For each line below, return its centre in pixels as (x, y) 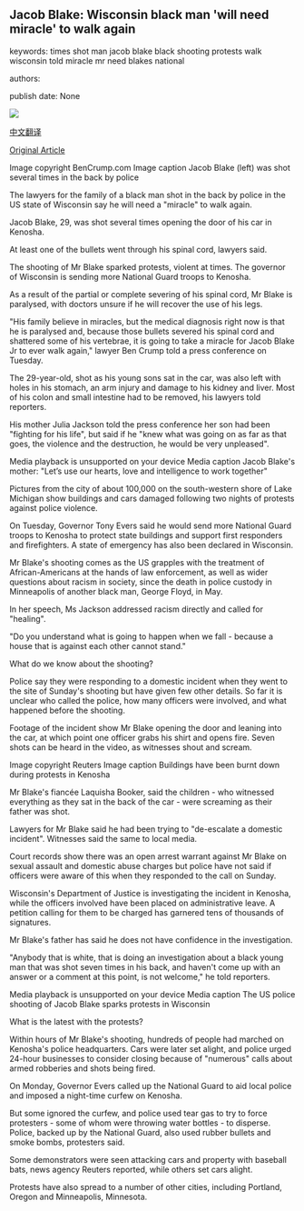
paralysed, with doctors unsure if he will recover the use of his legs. (136, 304)
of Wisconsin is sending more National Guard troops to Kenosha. (130, 276)
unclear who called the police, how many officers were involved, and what (148, 700)
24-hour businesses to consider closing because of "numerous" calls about (151, 1058)
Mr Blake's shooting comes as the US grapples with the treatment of (137, 562)
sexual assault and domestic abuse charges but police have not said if (141, 866)
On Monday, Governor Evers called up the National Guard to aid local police (151, 1086)
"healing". (28, 618)
